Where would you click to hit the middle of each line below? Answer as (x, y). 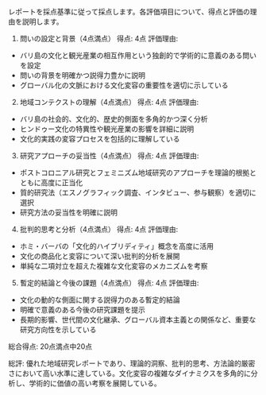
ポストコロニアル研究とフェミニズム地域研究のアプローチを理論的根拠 (135, 172)
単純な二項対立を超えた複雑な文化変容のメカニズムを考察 (114, 266)
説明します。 (42, 21)
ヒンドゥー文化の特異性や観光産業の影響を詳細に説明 (107, 129)
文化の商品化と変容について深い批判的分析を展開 (100, 256)
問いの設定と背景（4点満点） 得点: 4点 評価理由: (99, 39)
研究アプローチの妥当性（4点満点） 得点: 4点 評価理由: (109, 156)
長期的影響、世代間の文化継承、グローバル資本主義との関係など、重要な (138, 319)
